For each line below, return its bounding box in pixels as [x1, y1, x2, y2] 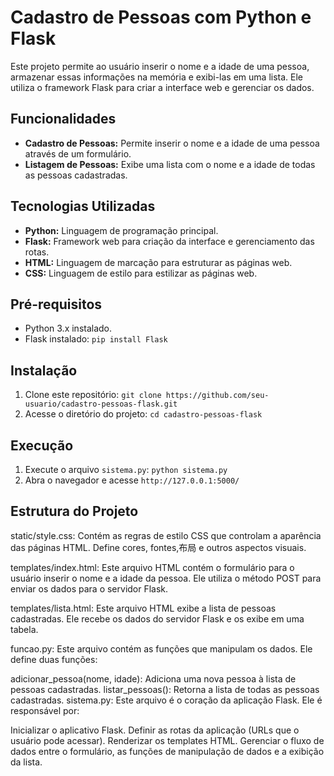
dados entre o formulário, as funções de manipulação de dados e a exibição [10, 745, 325, 757]
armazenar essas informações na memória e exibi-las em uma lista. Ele [10, 71, 303, 83]
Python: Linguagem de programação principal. [24, 224, 219, 236]
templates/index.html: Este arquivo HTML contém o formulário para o [10, 561, 295, 573]
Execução [10, 437, 74, 454]
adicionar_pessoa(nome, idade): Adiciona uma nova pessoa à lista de [10, 672, 297, 685]
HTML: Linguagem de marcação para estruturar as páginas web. [24, 256, 293, 268]
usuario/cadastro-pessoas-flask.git [24, 399, 178, 410]
